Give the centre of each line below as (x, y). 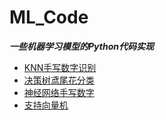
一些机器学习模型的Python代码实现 (81, 46)
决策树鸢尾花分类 (59, 80)
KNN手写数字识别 (60, 67)
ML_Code (49, 17)
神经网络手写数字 (59, 92)
